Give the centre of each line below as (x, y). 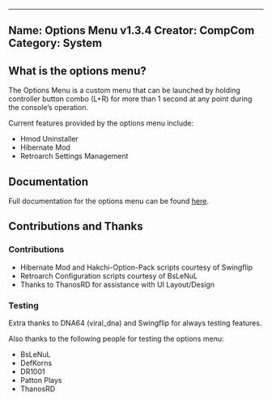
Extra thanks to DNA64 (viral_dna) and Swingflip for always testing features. (135, 323)
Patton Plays (41, 380)
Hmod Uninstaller (49, 139)
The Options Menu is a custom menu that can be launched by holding (124, 91)
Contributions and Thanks (76, 226)
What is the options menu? (78, 71)
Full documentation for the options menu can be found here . (108, 201)
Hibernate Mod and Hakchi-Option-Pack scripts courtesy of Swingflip (136, 267)
